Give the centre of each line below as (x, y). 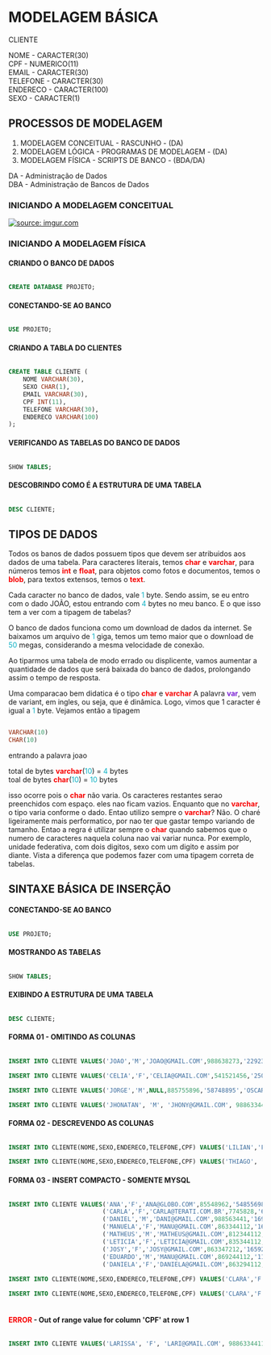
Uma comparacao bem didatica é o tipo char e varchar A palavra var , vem (132, 693)
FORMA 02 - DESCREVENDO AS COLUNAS (81, 1123)
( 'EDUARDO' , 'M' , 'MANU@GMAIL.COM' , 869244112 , (178, 1257)
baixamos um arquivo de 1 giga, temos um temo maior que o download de (131, 637)
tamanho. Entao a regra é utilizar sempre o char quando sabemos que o (128, 830)
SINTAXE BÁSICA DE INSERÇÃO (90, 889)
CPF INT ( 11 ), (45, 402)
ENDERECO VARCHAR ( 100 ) (61, 417)
